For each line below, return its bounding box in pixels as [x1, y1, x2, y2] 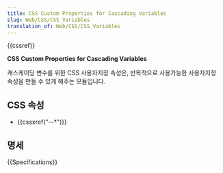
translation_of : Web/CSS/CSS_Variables [7, 23, 121, 29]
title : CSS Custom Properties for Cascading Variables [7, 10, 167, 17]
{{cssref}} [7, 42, 36, 50]
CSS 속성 [7, 99, 44, 111]
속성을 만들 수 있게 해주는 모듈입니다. [7, 77, 106, 85]
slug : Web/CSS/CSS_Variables [7, 16, 90, 23]
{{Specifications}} [7, 158, 58, 166]
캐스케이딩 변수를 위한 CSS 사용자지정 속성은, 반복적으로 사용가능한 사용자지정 [7, 69, 217, 77]
